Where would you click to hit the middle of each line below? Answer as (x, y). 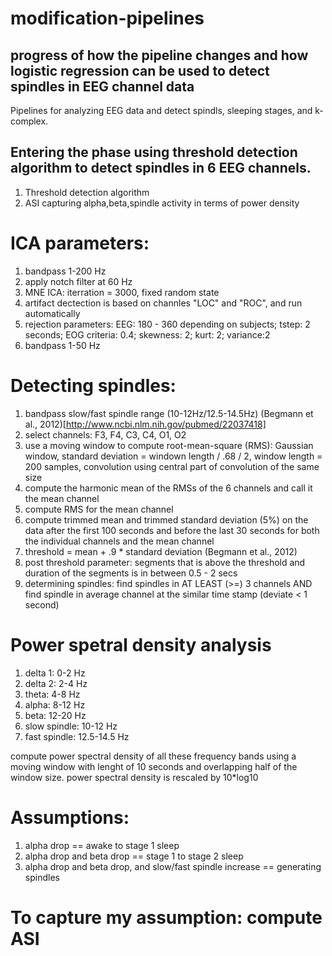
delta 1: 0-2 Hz (55, 673)
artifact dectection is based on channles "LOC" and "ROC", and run (163, 303)
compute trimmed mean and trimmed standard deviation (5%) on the (166, 519)
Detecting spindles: (93, 385)
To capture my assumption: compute (166, 917)
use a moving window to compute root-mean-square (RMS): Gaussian (169, 445)
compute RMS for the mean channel (99, 509)
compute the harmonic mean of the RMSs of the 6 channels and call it (168, 488)
